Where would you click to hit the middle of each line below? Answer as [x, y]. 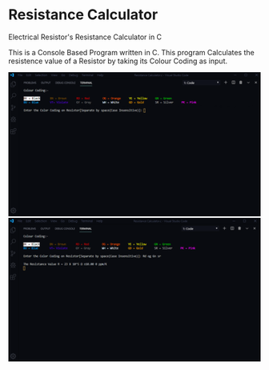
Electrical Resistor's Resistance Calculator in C [85, 37]
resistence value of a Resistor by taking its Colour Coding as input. [118, 61]
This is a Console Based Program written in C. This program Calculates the [131, 52]
